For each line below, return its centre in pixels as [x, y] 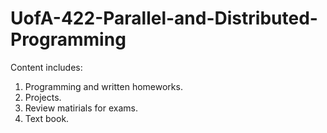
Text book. [47, 118]
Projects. [43, 97]
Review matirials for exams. [81, 108]
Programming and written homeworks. [103, 86]
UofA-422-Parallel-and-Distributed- [164, 18]
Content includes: [46, 67]
